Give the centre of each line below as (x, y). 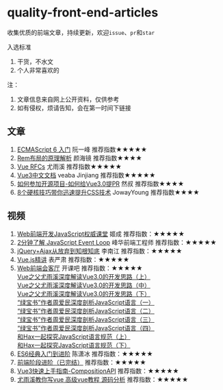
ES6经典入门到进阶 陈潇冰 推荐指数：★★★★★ (85, 354)
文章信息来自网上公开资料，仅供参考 (68, 99)
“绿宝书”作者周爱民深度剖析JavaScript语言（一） (86, 302)
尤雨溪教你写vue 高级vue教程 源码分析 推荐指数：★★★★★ (103, 379)
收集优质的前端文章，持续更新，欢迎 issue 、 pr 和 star (81, 32)
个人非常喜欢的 (38, 70)
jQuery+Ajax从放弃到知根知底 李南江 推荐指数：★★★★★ (100, 251)
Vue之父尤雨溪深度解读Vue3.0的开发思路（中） (83, 285)
